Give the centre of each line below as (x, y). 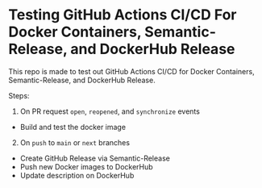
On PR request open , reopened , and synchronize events (110, 111)
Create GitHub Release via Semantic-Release (95, 158)
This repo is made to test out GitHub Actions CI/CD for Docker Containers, (132, 71)
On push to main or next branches (75, 142)
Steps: (19, 95)
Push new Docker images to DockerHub (86, 166)
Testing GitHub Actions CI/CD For (123, 15)
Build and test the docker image (73, 127)
